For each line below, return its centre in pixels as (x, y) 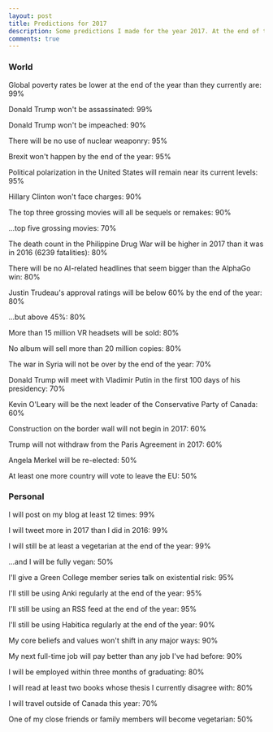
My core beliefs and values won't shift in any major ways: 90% (113, 640)
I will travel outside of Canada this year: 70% (83, 703)
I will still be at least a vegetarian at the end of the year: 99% (110, 546)
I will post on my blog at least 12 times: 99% (82, 514)
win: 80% (24, 276)
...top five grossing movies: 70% (63, 227)
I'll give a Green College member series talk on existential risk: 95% (121, 577)
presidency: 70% (37, 388)
